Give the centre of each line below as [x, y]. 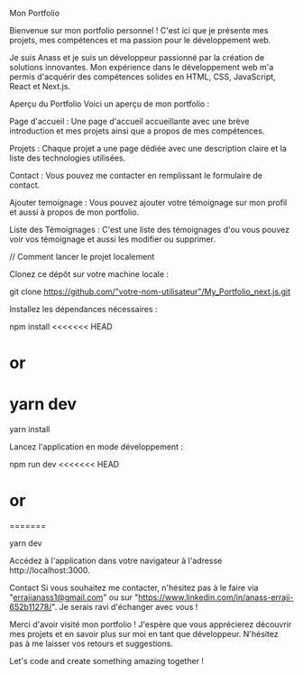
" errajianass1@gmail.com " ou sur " [74, 597]
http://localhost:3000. [50, 570]
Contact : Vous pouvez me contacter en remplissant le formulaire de [136, 176]
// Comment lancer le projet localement [82, 257]
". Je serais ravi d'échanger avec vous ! [124, 607]
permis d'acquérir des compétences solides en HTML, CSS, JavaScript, [143, 77]
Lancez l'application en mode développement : [96, 447]
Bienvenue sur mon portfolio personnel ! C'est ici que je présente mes [139, 30]
